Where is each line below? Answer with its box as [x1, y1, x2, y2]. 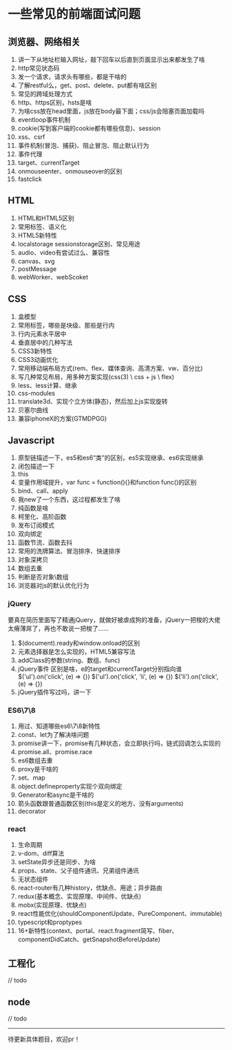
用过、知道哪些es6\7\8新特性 [17, 722, 101, 730]
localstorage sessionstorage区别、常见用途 [17, 239, 140, 248]
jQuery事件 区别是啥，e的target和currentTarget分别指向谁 [17, 665, 182, 673]
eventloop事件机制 [17, 116, 71, 124]
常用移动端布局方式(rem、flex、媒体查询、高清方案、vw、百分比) [17, 364, 203, 372]
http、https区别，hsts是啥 [17, 98, 92, 107]
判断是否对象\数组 [17, 572, 69, 581]
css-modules [17, 389, 56, 397]
